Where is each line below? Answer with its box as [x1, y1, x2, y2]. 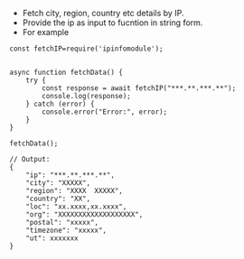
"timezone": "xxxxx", [25, 226, 107, 235]
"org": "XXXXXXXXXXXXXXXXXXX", [25, 210, 144, 219]
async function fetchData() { [9, 68, 124, 77]
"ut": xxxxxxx [25, 234, 79, 243]
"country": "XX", [25, 194, 91, 203]
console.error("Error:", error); [42, 107, 168, 116]
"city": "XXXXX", [25, 179, 91, 188]
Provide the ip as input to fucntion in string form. [22, 17, 203, 28]
